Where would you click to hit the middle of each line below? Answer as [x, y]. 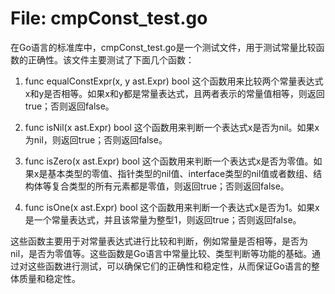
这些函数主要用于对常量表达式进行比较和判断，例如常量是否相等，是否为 [159, 241]
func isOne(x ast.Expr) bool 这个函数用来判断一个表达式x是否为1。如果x [172, 207]
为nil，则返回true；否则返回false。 [96, 139]
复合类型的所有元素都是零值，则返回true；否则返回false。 [170, 186]
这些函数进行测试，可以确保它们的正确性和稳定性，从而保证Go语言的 [169, 266]
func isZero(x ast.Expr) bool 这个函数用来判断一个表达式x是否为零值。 [169, 161]
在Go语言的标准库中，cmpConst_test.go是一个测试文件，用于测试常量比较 [163, 47]
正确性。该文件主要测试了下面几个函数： [111, 59]
